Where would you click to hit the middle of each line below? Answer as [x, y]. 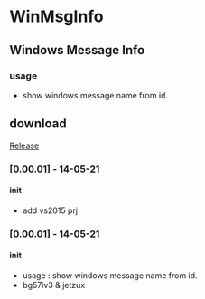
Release [24, 145]
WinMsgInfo [56, 17]
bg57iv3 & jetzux [54, 285]
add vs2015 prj [50, 210]
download [38, 124]
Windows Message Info [77, 50]
